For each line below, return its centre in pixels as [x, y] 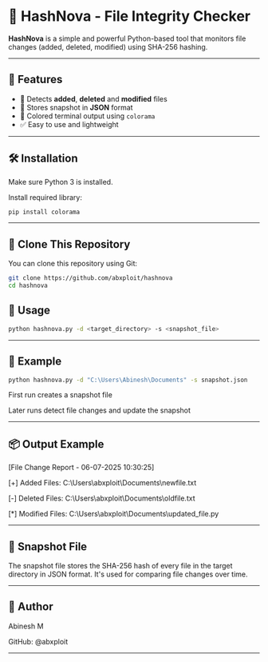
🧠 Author [31, 607]
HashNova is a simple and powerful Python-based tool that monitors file [127, 38]
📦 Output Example [56, 444]
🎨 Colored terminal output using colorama [87, 116]
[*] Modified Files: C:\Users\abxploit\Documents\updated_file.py [114, 514]
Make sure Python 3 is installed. [61, 181]
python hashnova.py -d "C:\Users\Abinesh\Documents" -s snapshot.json [128, 380]
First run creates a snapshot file [61, 395]
